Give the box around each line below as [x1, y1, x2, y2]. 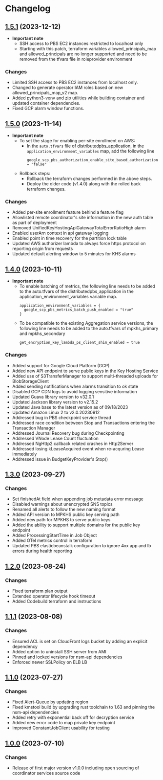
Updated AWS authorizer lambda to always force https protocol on [12, 241, 146, 246]
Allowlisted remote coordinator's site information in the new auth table [12, 215, 154, 221]
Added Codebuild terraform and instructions [12, 598, 102, 604]
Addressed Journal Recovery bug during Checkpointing [12, 430, 124, 436]
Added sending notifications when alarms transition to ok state [12, 383, 138, 389]
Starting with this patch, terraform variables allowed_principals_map [19, 46, 157, 51]
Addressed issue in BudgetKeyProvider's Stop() [12, 456, 108, 462]
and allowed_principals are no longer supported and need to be [19, 51, 147, 57]
